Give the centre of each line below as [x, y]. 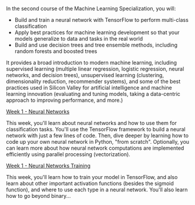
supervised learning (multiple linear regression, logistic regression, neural [95, 69]
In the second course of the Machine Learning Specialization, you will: [91, 9]
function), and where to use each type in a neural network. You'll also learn [97, 190]
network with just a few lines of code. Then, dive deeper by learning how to [97, 135]
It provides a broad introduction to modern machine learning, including [92, 62]
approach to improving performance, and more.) [65, 100]
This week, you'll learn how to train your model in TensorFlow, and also [92, 177]
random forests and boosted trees [56, 51]
